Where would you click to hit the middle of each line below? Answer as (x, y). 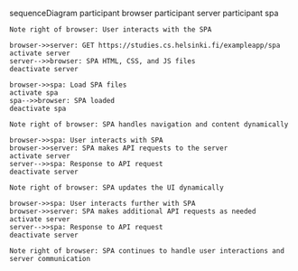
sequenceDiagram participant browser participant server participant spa (144, 13)
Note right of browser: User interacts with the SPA (111, 30)
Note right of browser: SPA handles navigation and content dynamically (149, 125)
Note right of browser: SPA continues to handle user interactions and (147, 251)
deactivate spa (38, 108)
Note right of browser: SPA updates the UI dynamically (116, 188)
